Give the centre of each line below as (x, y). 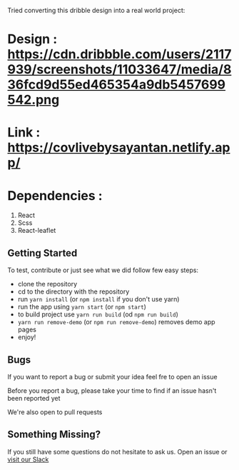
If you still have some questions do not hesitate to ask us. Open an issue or (117, 451)
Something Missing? (54, 435)
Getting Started (42, 253)
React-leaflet (37, 231)
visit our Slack (28, 459)
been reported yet (34, 398)
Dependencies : (55, 195)
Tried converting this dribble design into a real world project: (96, 10)
